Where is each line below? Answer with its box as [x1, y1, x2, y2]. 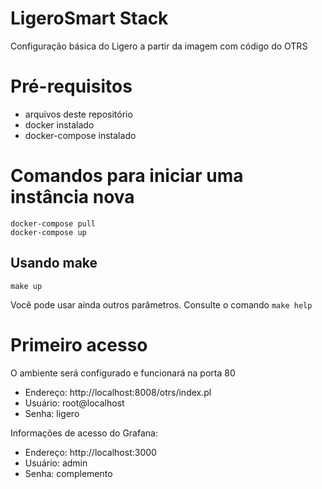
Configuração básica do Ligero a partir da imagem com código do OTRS [10, 40, 308, 52]
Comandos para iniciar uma [10, 165, 244, 187]
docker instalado [24, 118, 95, 131]
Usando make [10, 255, 98, 272]
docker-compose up [10, 227, 87, 237]
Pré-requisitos [10, 75, 133, 98]
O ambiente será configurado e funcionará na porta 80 [10, 367, 236, 379]
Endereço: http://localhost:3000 [24, 446, 157, 458]
